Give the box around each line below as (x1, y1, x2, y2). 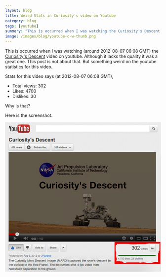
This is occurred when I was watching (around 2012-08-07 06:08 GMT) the (5, 48, 159, 54)
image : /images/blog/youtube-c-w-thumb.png (5, 34, 96, 39)
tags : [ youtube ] (5, 24, 39, 29)
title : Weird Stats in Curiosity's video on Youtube (5, 13, 116, 18)
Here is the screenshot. (5, 112, 53, 118)
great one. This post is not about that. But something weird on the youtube (5, 59, 157, 64)
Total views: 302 (12, 83, 46, 89)
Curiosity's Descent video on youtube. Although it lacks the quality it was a (5, 53, 158, 59)
